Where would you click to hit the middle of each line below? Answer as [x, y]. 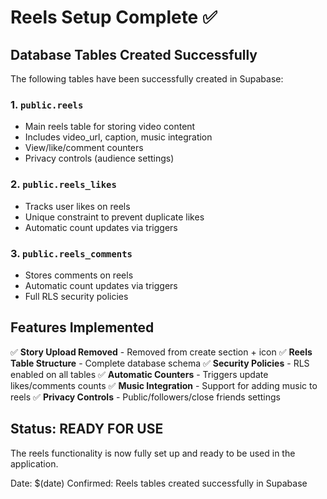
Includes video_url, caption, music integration [118, 137]
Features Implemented [82, 327]
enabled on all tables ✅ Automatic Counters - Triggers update [139, 374]
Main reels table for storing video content [110, 127]
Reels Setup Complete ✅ [114, 17]
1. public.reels [47, 104]
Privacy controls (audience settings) [99, 158]
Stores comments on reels [79, 275]
